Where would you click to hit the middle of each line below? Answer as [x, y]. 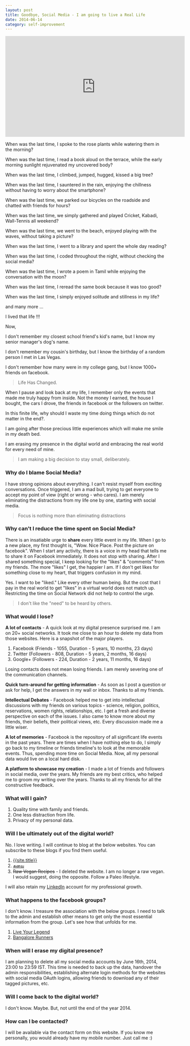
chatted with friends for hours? [38, 206]
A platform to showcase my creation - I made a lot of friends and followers [85, 769]
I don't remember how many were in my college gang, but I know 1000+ [81, 367]
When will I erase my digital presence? [54, 950]
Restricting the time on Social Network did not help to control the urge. [80, 593]
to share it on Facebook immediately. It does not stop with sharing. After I [82, 556]
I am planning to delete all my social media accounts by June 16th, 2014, [81, 962]
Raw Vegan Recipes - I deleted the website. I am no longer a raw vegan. [89, 871]
